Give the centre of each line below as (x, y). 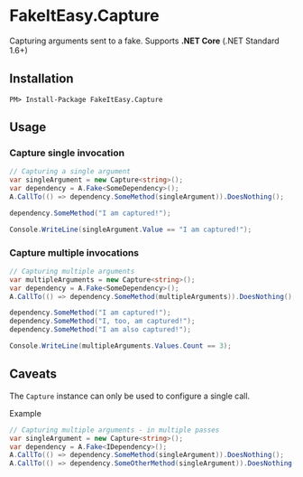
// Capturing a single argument (70, 172)
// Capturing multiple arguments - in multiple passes (115, 430)
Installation (41, 79)
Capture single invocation (67, 153)
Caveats (33, 374)
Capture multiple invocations (74, 252)
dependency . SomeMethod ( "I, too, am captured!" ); (102, 322)
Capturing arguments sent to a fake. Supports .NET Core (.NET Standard (144, 41)
